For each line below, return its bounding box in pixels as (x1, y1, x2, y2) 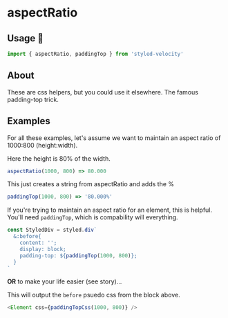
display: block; (19, 246, 67, 252)
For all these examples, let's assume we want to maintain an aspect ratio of (7, 133, 221, 142)
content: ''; (19, 239, 57, 246)
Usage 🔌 (7, 32, 44, 44)
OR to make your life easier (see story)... (7, 277, 122, 286)
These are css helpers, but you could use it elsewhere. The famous (7, 88, 199, 96)
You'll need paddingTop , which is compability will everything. (7, 213, 178, 221)
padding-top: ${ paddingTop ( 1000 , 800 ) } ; (19, 252, 137, 259)
